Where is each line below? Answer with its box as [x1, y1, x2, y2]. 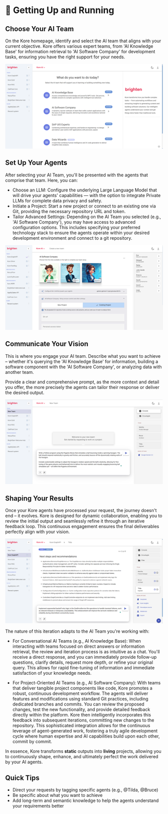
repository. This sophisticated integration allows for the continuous [12, 723, 150, 729]
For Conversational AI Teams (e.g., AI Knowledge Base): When [12, 638, 141, 644]
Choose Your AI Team [5, 25, 74, 33]
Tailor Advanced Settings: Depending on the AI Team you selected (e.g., [12, 214, 161, 220]
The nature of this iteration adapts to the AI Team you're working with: [5, 628, 149, 635]
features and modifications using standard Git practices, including [12, 696, 148, 702]
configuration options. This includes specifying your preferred [12, 224, 141, 230]
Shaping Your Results [5, 494, 73, 502]
